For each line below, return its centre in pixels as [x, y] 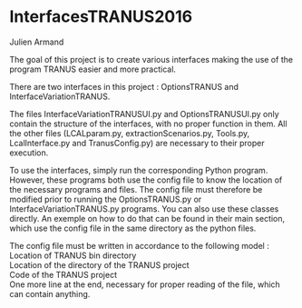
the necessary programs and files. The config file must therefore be [136, 189]
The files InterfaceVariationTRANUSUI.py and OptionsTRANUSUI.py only [144, 114]
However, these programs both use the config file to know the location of [146, 180]
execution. [29, 153]
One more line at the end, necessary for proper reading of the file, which [145, 284]
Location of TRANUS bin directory [73, 255]
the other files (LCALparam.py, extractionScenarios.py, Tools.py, [130, 133]
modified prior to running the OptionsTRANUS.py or [106, 199]
